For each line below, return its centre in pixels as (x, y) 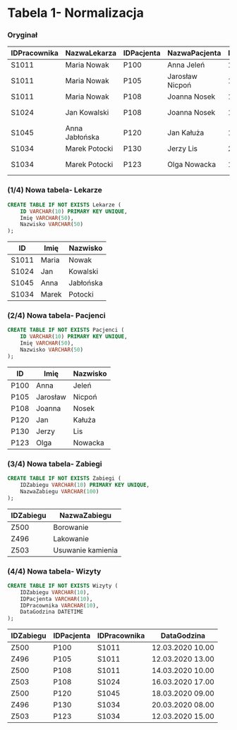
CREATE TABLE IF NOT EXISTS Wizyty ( (63, 586)
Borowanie (71, 527)
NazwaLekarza (91, 53)
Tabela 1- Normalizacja (76, 13)
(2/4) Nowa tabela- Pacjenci (56, 316)
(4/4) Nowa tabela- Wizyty (54, 571)
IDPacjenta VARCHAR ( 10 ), (56, 599)
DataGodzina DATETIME (51, 612)
